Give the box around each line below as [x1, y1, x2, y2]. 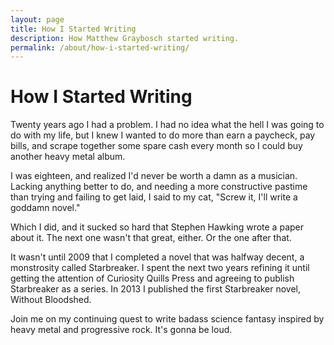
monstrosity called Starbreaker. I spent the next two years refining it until [10, 262, 310, 274]
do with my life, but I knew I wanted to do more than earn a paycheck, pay [10, 129, 316, 141]
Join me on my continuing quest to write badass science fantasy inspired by [10, 313, 325, 325]
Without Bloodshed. [10, 294, 92, 306]
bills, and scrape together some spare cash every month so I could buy [10, 140, 303, 152]
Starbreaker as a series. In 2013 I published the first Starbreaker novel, [10, 283, 301, 295]
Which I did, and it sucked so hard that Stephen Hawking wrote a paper [10, 221, 304, 233]
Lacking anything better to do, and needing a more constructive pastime [10, 181, 308, 193]
